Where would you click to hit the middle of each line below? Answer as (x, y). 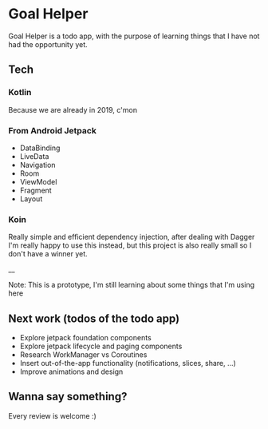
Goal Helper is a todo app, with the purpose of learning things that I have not (134, 36)
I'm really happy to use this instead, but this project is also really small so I (130, 245)
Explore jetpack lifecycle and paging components (101, 346)
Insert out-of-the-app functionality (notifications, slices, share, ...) (128, 363)
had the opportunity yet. (48, 44)
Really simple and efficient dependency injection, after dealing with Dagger (132, 237)
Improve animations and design (71, 371)
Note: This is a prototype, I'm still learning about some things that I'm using (132, 285)
